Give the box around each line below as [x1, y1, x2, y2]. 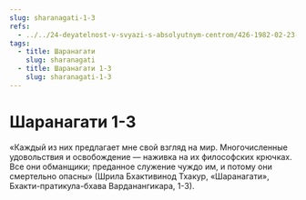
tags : [9, 38, 30, 48]
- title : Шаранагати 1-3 [17, 65, 112, 74]
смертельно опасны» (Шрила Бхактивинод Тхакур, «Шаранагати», [9, 170, 270, 182]
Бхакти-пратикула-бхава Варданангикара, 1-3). [9, 180, 195, 191]
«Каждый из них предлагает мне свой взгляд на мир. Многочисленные [9, 142, 289, 153]
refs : [9, 22, 30, 31]
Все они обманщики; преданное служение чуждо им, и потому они [9, 161, 273, 172]
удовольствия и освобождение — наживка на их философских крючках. [9, 151, 293, 162]
